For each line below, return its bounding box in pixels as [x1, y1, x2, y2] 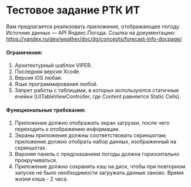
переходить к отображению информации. [14, 125, 120, 132]
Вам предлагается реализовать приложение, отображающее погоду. [6, 23, 181, 30]
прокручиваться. [14, 157, 58, 164]
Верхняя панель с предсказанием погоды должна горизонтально [14, 151, 180, 158]
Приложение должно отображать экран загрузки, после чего [14, 120, 170, 127]
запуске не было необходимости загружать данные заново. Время [14, 169, 184, 176]
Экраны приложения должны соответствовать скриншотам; [14, 132, 167, 139]
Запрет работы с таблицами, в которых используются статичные [14, 87, 179, 94]
